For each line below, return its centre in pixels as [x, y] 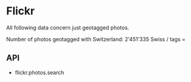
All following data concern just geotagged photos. [68, 28]
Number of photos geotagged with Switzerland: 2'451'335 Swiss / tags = [96, 39]
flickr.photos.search [40, 72]
